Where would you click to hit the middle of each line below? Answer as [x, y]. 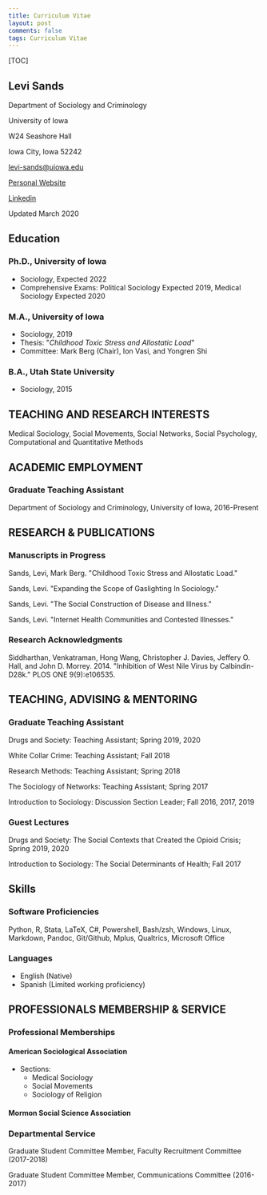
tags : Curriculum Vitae [48, 38]
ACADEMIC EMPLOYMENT [76, 468]
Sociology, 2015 [46, 390]
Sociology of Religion [67, 1095]
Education [34, 239]
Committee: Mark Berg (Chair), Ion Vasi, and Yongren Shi [114, 351]
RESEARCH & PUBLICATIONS [82, 533]
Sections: [35, 1069]
